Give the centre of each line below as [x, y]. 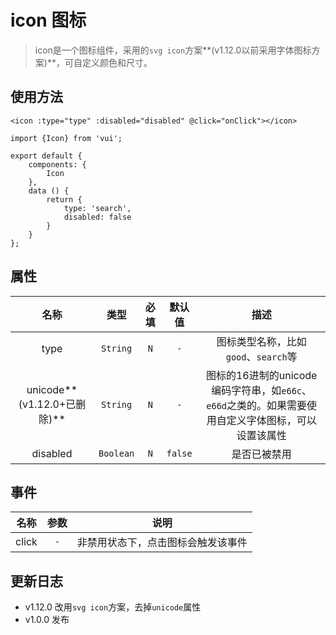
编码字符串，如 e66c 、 [262, 390]
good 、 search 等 [261, 356]
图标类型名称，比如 [261, 341]
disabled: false [97, 217]
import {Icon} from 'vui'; [66, 138]
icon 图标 [48, 20]
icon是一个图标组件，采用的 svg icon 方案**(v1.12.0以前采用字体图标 [173, 50]
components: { [57, 164]
